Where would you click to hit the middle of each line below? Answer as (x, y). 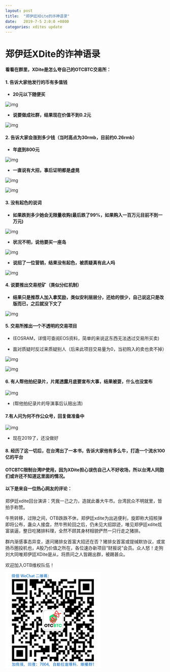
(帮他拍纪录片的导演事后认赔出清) (48, 404)
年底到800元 (26, 149)
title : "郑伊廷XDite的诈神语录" (38, 16)
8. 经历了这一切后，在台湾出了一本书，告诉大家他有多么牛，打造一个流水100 (85, 451)
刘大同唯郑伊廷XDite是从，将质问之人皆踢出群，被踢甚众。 (66, 554)
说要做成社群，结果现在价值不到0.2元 (52, 115)
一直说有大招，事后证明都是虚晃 (46, 170)
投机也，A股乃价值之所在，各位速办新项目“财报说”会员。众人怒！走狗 (91, 548)
